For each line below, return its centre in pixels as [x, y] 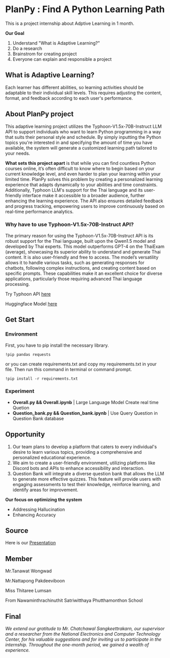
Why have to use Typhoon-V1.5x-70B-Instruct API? [70, 225]
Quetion [21, 408]
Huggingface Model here [31, 304]
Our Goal [15, 33]
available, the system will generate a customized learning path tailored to [81, 148]
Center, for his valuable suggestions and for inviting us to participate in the [83, 639]
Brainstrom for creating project [45, 54]
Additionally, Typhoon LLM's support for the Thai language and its [74, 190]
